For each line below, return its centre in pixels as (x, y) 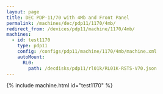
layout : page (23, 12)
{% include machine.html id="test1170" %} (60, 86)
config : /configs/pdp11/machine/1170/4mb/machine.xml (87, 52)
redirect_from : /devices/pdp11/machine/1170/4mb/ (71, 29)
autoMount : (31, 57)
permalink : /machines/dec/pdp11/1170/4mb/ (61, 23)
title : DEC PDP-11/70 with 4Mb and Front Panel (68, 18)
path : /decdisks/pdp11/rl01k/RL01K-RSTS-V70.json (92, 68)
